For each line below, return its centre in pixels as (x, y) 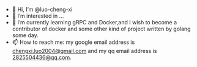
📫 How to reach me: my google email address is (73, 42)
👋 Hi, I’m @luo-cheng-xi (42, 9)
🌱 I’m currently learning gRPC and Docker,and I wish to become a (95, 22)
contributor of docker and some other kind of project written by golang (101, 29)
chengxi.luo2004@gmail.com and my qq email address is (84, 51)
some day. (25, 35)
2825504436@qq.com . (42, 57)
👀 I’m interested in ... (38, 16)
